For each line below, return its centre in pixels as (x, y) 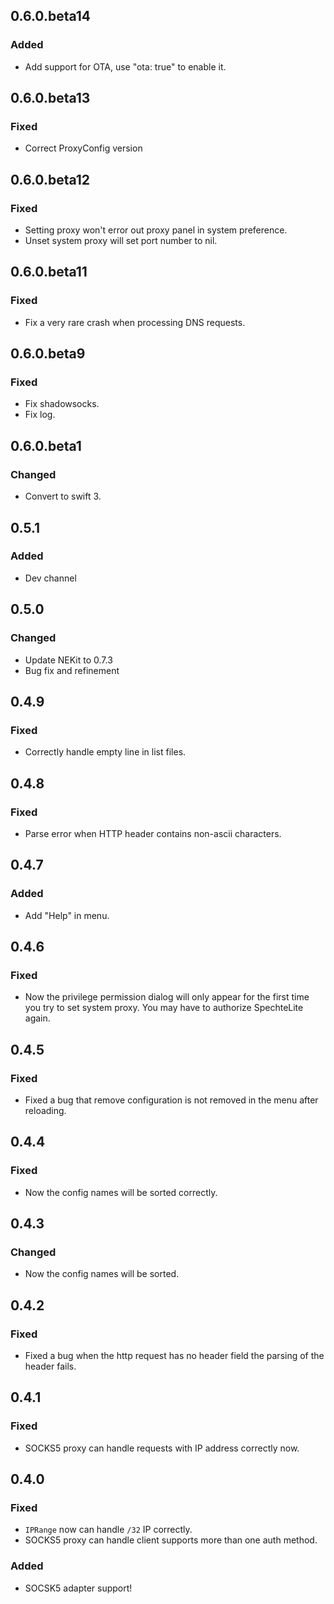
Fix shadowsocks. (62, 404)
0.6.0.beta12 (50, 179)
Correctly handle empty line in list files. (105, 752)
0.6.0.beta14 (51, 16)
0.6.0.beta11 (49, 272)
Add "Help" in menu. (67, 915)
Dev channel (50, 578)
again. (37, 1018)
